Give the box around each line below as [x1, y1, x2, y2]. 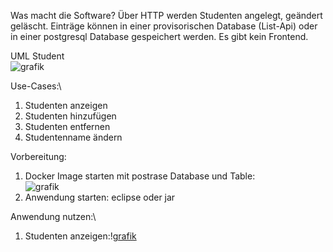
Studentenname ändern [24, 131, 123, 143]
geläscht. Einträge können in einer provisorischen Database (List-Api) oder [10, 20, 318, 32]
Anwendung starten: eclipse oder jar [24, 191, 176, 203]
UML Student [10, 50, 65, 62]
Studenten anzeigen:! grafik [24, 230, 137, 242]
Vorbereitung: [10, 151, 67, 162]
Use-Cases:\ [10, 80, 62, 92]
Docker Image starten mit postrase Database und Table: [24, 170, 256, 182]
